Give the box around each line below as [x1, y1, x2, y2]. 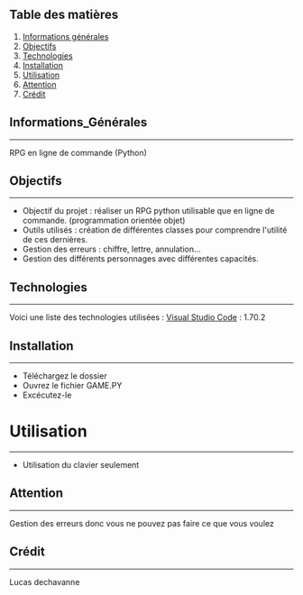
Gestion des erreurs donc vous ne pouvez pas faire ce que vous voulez [9, 517, 275, 528]
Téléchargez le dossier [22, 371, 107, 381]
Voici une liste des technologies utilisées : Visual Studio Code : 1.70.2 [9, 312, 266, 323]
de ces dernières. [22, 234, 88, 245]
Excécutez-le [22, 389, 72, 400]
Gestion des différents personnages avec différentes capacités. [22, 253, 259, 264]
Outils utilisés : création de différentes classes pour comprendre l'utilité [22, 224, 288, 235]
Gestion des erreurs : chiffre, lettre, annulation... [22, 243, 201, 255]
